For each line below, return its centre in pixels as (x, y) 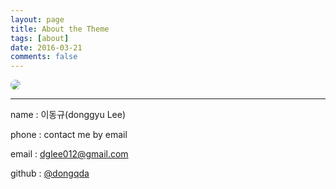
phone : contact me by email (69, 135)
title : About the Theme (60, 29)
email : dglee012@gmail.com (69, 154)
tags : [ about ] (40, 38)
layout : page (37, 19)
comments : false (44, 57)
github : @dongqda (50, 173)
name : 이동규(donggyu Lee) (68, 115)
